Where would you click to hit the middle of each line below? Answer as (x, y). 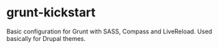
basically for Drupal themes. (46, 38)
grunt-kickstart (51, 13)
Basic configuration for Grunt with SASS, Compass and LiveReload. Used (109, 31)
